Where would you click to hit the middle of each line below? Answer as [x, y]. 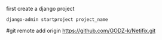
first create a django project [40, 9]
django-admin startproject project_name [57, 20]
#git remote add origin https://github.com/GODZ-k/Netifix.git [81, 30]
